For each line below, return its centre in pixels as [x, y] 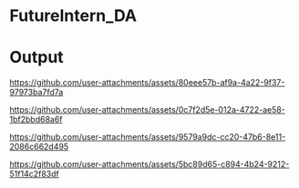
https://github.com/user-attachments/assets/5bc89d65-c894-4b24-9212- [149, 164]
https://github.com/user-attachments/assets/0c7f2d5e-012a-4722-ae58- [147, 110]
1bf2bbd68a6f [36, 120]
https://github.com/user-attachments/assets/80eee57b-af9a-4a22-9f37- [147, 83]
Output [36, 58]
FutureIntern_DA [73, 16]
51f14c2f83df [34, 174]
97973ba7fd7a [36, 93]
